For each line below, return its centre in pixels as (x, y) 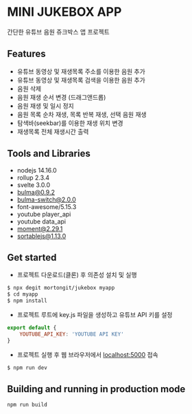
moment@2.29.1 (40, 228)
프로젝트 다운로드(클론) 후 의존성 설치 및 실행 (77, 275)
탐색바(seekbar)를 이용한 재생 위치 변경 (70, 123)
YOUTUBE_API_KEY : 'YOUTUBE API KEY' (72, 334)
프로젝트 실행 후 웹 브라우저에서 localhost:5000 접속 (88, 354)
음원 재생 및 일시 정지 (45, 106)
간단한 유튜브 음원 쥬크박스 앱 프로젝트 (58, 32)
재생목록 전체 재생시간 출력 (53, 131)
